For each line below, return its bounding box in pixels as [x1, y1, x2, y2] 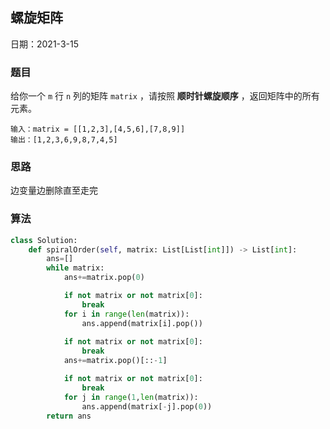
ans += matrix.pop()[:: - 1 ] [63, 356, 168, 366]
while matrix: [46, 263, 105, 273]
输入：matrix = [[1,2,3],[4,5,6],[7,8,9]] [10, 124, 186, 135]
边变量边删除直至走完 [10, 184, 98, 197]
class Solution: [10, 235, 78, 245]
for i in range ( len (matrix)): [63, 309, 190, 319]
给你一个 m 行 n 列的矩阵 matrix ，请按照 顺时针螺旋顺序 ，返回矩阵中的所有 [10, 90, 320, 102]
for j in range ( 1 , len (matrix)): [63, 392, 199, 402]
